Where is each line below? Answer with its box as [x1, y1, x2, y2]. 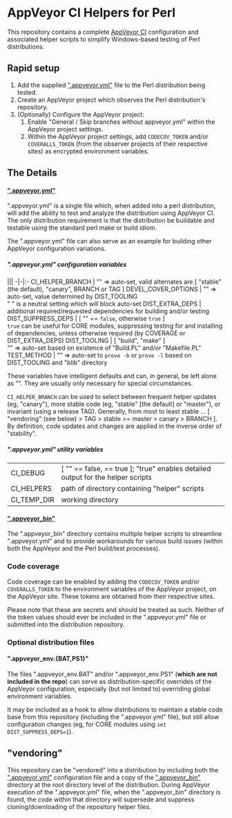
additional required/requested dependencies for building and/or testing [7, 307, 209, 315]
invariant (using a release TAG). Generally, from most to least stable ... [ [7, 407, 211, 416]
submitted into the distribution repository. [7, 620, 125, 629]
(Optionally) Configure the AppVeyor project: [17, 110, 145, 118]
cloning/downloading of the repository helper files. [7, 802, 152, 810]
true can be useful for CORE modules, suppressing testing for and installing [7, 322, 223, 330]
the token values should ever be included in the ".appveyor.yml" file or [7, 613, 207, 621]
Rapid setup [7, 62, 60, 74]
